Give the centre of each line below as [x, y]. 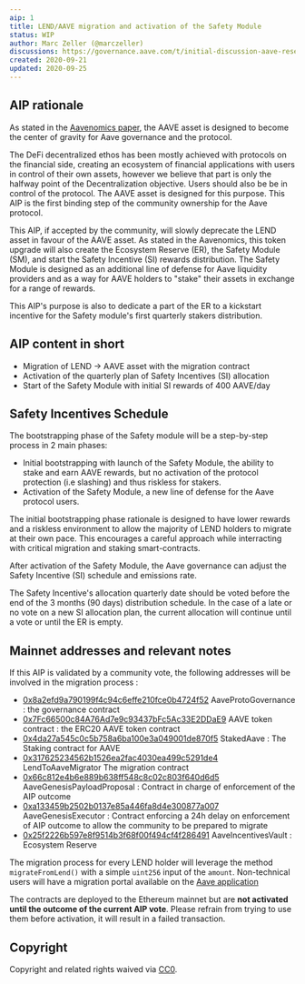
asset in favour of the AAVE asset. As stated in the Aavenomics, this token [148, 240]
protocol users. [51, 502]
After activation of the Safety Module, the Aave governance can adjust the [148, 566]
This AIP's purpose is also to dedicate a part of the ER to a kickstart [135, 306]
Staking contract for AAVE [71, 748]
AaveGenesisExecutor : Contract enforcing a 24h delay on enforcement [156, 816]
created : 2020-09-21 [49, 60]
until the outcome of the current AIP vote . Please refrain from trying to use [151, 909]
